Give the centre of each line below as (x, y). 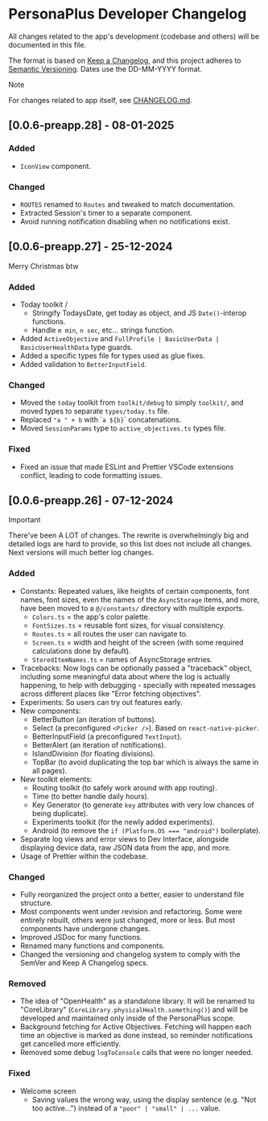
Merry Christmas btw (43, 266)
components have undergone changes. (85, 929)
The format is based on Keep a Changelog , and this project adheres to (125, 60)
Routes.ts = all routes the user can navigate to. (110, 633)
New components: (50, 711)
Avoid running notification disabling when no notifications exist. (125, 221)
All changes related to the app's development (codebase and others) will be (134, 36)
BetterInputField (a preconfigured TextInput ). (107, 736)
